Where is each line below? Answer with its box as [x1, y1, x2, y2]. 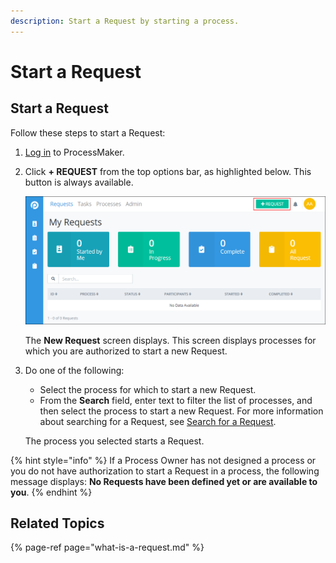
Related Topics [10, 515, 105, 532]
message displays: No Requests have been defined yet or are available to [10, 475, 318, 487]
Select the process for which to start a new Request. [39, 383, 257, 395]
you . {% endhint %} [10, 486, 93, 498]
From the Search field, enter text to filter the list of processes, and [39, 394, 313, 406]
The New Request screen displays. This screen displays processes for [24, 334, 317, 346]
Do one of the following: [24, 364, 125, 376]
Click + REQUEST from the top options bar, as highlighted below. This [24, 165, 312, 177]
